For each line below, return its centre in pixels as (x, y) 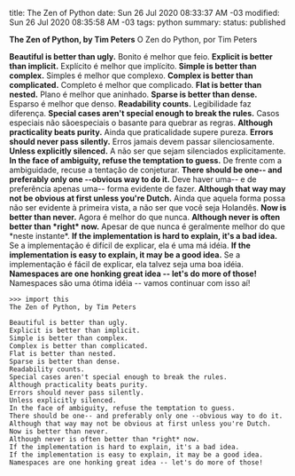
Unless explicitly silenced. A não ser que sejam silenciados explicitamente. (147, 151)
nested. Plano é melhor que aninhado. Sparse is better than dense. (133, 94)
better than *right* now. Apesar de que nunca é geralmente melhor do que (147, 226)
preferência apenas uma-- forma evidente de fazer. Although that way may (147, 189)
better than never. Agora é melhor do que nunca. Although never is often (145, 217)
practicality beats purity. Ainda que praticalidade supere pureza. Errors (141, 132)
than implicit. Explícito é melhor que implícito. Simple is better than (133, 66)
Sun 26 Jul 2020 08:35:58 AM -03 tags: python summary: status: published (147, 22)
